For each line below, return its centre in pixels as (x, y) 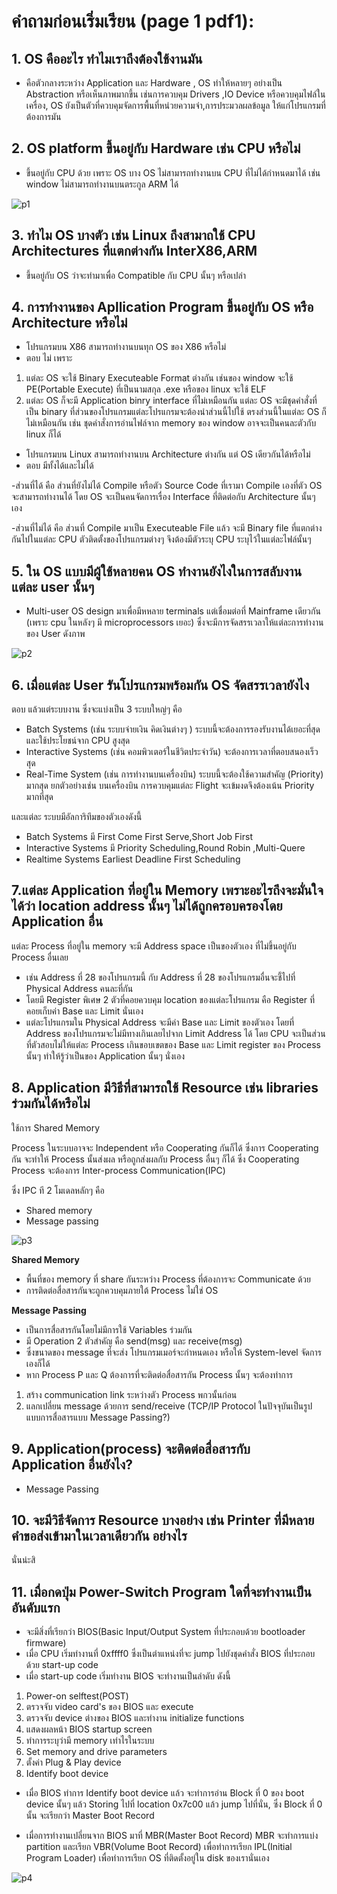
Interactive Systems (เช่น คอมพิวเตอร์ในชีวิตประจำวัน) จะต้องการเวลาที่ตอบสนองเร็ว (172, 752)
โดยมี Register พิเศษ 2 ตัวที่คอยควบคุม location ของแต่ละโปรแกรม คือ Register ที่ (170, 999)
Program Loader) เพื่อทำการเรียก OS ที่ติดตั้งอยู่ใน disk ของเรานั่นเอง (147, 1858)
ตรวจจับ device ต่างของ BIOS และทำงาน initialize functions (135, 1718)
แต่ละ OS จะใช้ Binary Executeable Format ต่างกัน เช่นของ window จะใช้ (159, 378)
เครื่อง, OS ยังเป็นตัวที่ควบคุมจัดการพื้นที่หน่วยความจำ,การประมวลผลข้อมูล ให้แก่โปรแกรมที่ (175, 105)
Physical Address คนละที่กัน (79, 988)
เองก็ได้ (38, 1363)
